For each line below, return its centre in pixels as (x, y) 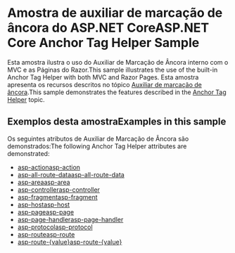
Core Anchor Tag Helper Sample (103, 43)
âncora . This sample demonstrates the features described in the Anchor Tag (117, 92)
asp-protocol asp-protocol (55, 227)
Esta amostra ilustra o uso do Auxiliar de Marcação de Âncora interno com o (118, 62)
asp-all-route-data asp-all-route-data (71, 174)
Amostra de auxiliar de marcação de (115, 13)
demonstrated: (28, 153)
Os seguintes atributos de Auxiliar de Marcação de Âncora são (98, 138)
